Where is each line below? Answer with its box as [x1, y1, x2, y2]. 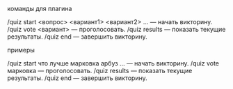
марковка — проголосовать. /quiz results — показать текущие [7, 67, 193, 75]
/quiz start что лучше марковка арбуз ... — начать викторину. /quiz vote [7, 59, 219, 67]
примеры [7, 46, 35, 54]
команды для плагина [7, 5, 72, 12]
